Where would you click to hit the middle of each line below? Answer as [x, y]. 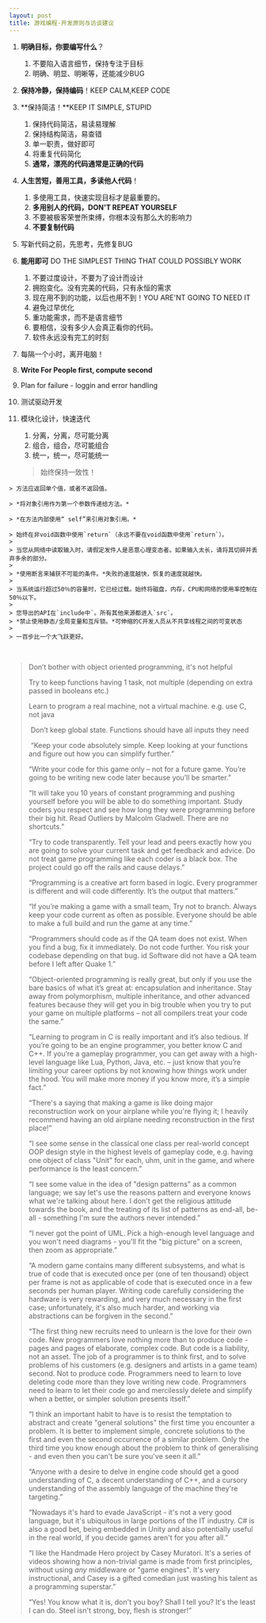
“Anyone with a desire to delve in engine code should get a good [134, 1471]
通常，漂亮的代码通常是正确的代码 [88, 163]
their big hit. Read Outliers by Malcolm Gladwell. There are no [128, 818]
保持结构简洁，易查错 [67, 134]
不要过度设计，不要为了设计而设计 [88, 278]
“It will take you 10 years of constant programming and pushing [131, 792]
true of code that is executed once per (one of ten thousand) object [138, 1273]
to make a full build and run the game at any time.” [110, 923]
